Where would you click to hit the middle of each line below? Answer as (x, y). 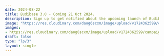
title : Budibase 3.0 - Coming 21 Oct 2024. (50, 14)
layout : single (20, 46)
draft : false (18, 37)
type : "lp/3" (18, 41)
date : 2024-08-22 (23, 9)
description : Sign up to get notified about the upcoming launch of (76, 19)
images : (13, 28)
